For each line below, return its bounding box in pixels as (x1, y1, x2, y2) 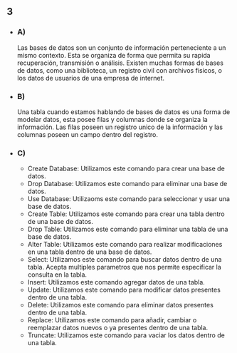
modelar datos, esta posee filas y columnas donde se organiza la (16, 115, 208, 123)
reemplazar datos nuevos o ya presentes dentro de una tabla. (27, 324, 209, 332)
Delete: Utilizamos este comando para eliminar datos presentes (27, 301, 214, 309)
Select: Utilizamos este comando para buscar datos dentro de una (27, 255, 222, 264)
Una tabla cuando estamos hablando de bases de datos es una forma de (16, 107, 231, 116)
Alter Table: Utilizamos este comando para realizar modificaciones (27, 240, 223, 249)
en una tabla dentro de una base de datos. (27, 247, 152, 256)
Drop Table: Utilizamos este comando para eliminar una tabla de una (27, 225, 228, 234)
